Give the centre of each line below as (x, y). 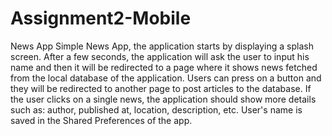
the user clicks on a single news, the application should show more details (163, 99)
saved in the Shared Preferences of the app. (101, 120)
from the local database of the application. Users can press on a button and (166, 78)
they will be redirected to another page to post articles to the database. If (161, 88)
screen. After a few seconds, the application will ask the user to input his (160, 56)
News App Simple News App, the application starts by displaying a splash (162, 46)
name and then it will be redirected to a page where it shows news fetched (164, 67)
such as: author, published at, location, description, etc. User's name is (156, 109)
